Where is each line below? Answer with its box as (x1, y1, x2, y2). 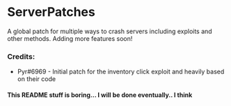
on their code (17, 75, 56, 83)
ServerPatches (7, 4, 95, 20)
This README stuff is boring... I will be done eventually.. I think (7, 91, 193, 99)
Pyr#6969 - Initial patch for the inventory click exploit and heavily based (17, 67, 225, 76)
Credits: (7, 51, 35, 61)
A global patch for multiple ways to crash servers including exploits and (7, 27, 212, 35)
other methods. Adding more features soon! (7, 34, 133, 42)
